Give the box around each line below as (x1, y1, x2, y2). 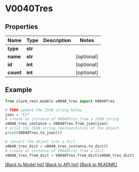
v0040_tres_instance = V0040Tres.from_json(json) (5, 121, 109, 126)
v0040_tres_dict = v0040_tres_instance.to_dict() (5, 144, 109, 148)
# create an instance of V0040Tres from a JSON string (5, 117, 119, 122)
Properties (5, 23, 38, 31)
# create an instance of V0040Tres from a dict (5, 148, 104, 153)
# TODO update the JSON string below (5, 107, 82, 113)
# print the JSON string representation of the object (5, 126, 119, 131)
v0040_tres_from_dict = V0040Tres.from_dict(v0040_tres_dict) (5, 153, 135, 158)
